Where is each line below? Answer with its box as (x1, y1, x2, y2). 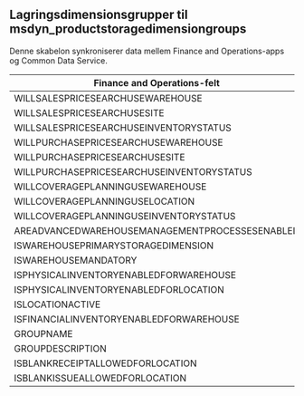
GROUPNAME (14, 327, 73, 340)
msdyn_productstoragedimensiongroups (9, 22, 247, 37)
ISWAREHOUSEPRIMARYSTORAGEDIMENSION (14, 239, 214, 252)
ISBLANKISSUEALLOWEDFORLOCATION (14, 372, 187, 384)
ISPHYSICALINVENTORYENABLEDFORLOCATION (14, 283, 224, 295)
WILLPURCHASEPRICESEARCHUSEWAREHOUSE (14, 136, 223, 149)
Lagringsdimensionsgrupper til (9, 7, 188, 23)
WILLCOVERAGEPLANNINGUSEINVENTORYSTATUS (14, 209, 236, 222)
